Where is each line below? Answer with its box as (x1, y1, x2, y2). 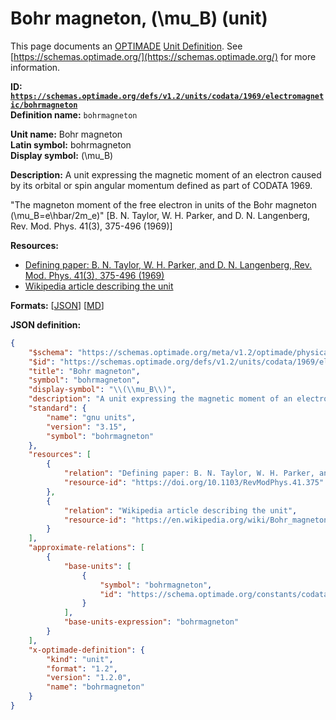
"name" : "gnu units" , (46, 412, 137, 422)
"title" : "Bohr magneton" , (28, 366, 141, 376)
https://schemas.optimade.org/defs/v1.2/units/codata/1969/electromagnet (10, 91, 325, 101)
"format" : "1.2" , (46, 663, 118, 674)
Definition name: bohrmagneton (10, 108, 138, 121)
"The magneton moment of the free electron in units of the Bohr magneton (10, 198, 317, 211)
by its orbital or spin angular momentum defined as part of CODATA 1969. (10, 179, 313, 191)
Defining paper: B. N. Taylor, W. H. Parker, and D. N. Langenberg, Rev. (24, 258, 313, 271)
